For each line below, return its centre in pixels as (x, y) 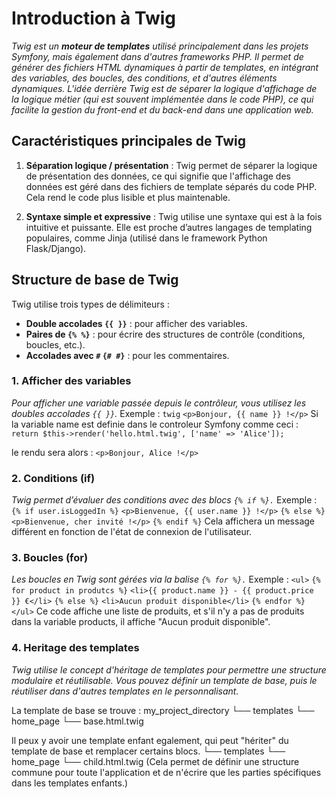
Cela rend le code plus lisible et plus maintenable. (128, 197)
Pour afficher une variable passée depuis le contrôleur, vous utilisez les (159, 403)
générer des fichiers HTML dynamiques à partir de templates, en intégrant (165, 67)
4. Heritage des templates (75, 648)
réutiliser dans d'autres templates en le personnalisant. (125, 691)
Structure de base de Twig (95, 280)
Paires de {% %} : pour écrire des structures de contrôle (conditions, (165, 334)
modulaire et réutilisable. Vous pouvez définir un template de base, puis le (164, 680)
